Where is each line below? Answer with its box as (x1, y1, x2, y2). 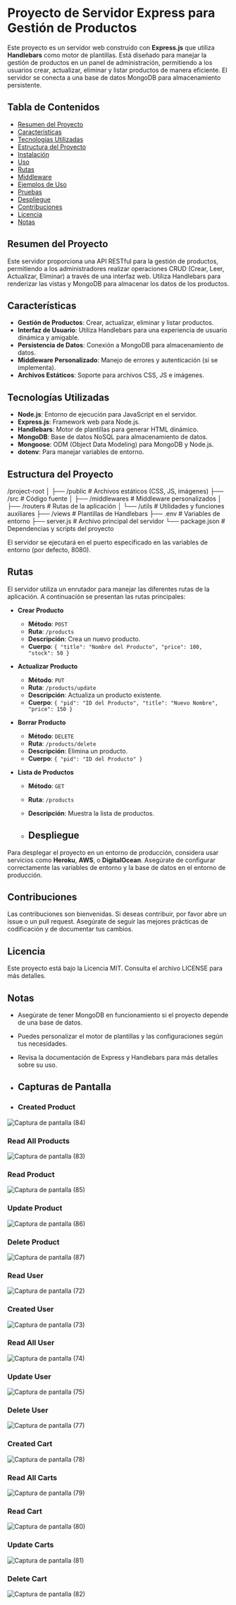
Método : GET (27, 782, 65, 790)
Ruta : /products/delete (27, 739, 97, 748)
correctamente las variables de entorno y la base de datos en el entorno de (7, 863, 226, 871)
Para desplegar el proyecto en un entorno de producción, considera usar (7, 848, 219, 857)
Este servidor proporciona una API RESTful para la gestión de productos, (7, 256, 218, 265)
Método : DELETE (27, 732, 74, 740)
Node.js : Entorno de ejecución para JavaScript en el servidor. (17, 410, 197, 419)
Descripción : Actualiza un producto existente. (27, 691, 162, 699)
